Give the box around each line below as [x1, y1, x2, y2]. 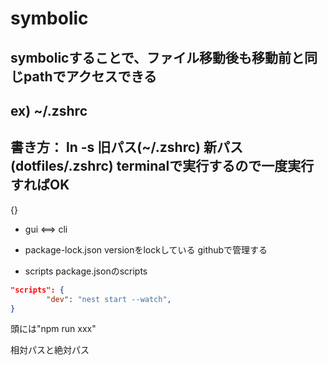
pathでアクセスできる [23, 68, 157, 85]
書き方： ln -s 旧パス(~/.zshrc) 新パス [10, 139, 243, 156]
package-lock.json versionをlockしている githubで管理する [24, 243, 268, 256]
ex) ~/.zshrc [10, 102, 88, 119]
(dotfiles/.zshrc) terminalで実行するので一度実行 [10, 158, 315, 175]
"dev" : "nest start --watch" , [46, 294, 172, 304]
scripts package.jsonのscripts [24, 265, 148, 277]
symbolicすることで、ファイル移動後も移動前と [10, 49, 305, 66]
